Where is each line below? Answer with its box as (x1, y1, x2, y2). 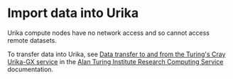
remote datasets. (7, 36, 57, 44)
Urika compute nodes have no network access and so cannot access (7, 28, 210, 37)
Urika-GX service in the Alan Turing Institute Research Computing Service (7, 57, 224, 65)
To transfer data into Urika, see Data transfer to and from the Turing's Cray (7, 50, 226, 58)
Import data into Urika (7, 5, 139, 21)
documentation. (7, 65, 54, 73)
